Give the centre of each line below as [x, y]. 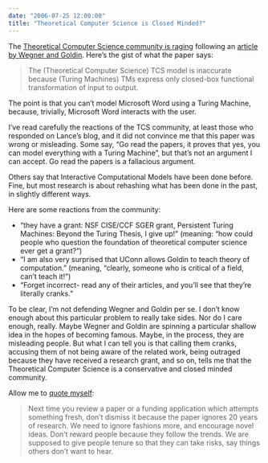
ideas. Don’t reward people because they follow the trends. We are [138, 434]
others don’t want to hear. [71, 451]
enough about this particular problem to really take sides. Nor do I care [125, 318]
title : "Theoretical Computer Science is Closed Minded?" [107, 23]
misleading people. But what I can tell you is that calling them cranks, [122, 343]
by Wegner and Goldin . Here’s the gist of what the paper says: [111, 55]
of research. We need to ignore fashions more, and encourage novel [141, 425]
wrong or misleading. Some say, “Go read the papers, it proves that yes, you [134, 144]
